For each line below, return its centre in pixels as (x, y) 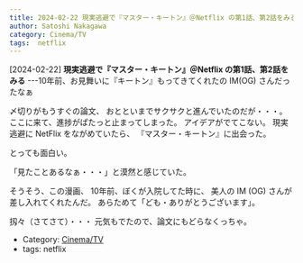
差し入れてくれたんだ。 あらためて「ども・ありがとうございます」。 (134, 203)
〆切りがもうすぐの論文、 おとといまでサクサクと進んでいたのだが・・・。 (148, 111)
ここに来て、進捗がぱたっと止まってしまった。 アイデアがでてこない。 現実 (149, 122)
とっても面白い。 (41, 153)
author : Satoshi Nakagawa (58, 26)
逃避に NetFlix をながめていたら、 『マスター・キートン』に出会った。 (140, 134)
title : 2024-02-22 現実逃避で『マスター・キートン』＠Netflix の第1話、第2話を (147, 18)
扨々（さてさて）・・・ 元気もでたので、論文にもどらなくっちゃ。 (131, 222)
